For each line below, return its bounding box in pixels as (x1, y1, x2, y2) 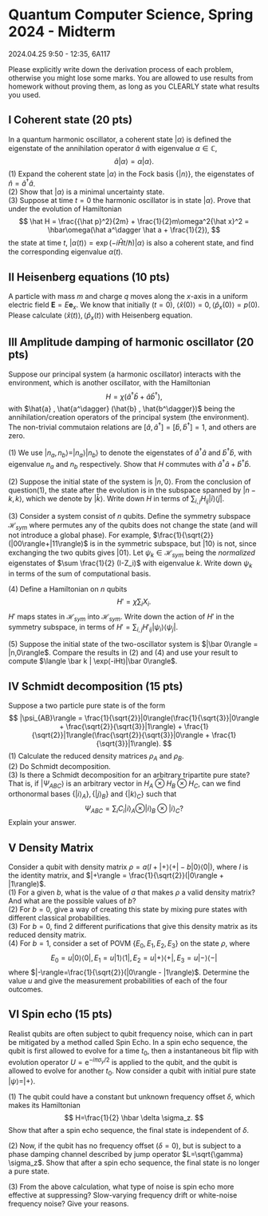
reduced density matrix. (8, 930, 87, 940)
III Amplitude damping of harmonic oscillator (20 (8, 336, 254, 349)
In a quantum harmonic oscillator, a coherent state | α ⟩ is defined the (8, 134, 232, 144)
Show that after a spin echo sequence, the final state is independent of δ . (8, 1125, 250, 1134)
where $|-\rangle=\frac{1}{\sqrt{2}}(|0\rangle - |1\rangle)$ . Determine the (8, 967, 250, 977)
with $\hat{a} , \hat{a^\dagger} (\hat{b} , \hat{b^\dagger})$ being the (8, 404, 235, 413)
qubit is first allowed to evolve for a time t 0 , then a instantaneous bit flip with (8, 1046, 259, 1057)
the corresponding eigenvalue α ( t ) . (8, 247, 124, 257)
